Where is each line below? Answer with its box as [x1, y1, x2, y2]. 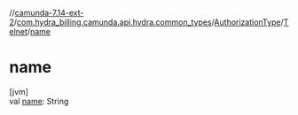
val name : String [9, 96, 69, 106]
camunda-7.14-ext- [14, 8, 84, 18]
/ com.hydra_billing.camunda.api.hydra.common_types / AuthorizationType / [13, 17, 284, 27]
